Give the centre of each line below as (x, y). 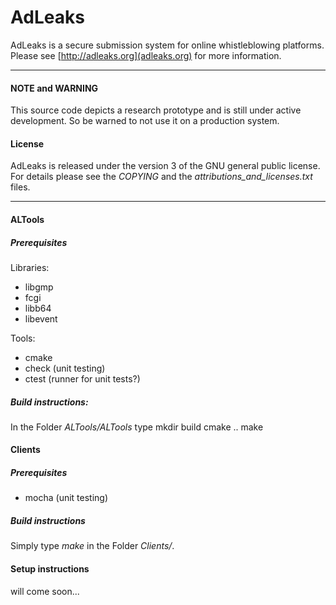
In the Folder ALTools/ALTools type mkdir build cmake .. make (137, 427)
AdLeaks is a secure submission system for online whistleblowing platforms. (167, 45)
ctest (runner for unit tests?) (82, 378)
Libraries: (30, 267)
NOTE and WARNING (54, 88)
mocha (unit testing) (66, 498)
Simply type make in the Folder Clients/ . (92, 546)
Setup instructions (50, 569)
